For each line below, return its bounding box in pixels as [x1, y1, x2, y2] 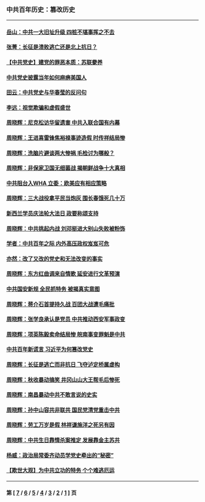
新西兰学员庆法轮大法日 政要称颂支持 [6, 209, 99, 217]
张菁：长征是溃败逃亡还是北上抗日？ [6, 43, 98, 51]
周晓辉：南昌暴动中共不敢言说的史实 [6, 391, 98, 398]
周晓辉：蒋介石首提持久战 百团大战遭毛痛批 [6, 300, 115, 308]
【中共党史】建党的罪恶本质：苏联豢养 [6, 59, 103, 66]
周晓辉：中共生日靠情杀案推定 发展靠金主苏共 [6, 436, 120, 443]
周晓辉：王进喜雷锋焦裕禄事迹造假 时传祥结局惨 [6, 134, 126, 142]
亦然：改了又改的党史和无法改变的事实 [6, 255, 103, 262]
